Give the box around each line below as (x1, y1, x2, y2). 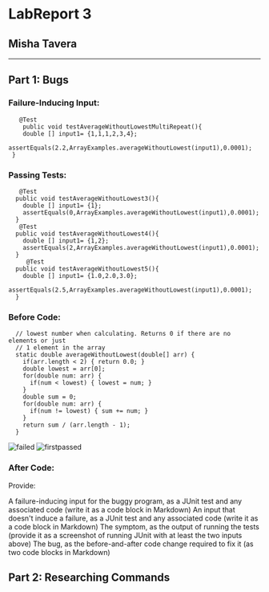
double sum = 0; (22, 393, 78, 402)
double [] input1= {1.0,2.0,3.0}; (22, 272, 138, 280)
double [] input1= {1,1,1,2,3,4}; (22, 129, 138, 137)
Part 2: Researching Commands (8, 570, 171, 584)
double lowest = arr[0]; (22, 365, 106, 374)
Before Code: (8, 311, 62, 322)
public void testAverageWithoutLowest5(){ (15, 264, 159, 273)
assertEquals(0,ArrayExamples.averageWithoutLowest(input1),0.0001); (22, 208, 260, 217)
